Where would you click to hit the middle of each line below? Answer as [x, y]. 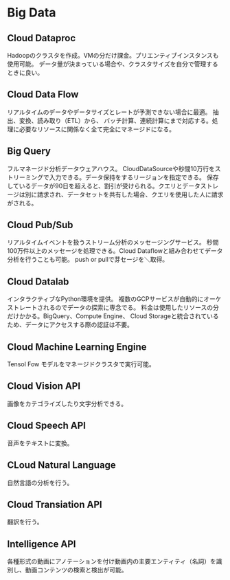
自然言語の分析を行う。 [40, 482]
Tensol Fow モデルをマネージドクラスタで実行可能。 [81, 364]
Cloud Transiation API [55, 504]
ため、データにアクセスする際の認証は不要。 [70, 325]
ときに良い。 [25, 72]
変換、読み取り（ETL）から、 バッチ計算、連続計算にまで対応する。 [116, 120]
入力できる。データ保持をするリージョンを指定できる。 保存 [134, 177]
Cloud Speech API [46, 426]
